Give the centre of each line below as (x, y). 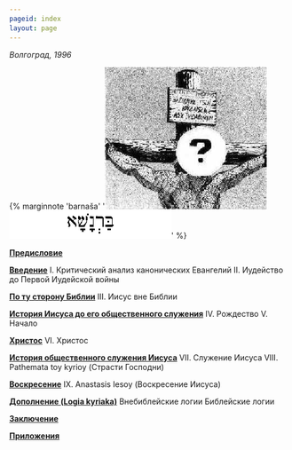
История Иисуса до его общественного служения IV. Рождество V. (138, 313)
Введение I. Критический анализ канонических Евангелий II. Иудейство (146, 270)
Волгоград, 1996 (41, 54)
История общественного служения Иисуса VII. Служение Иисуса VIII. (144, 357)
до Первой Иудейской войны (64, 279)
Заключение (34, 418)
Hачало (24, 323)
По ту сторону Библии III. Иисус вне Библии (93, 296)
